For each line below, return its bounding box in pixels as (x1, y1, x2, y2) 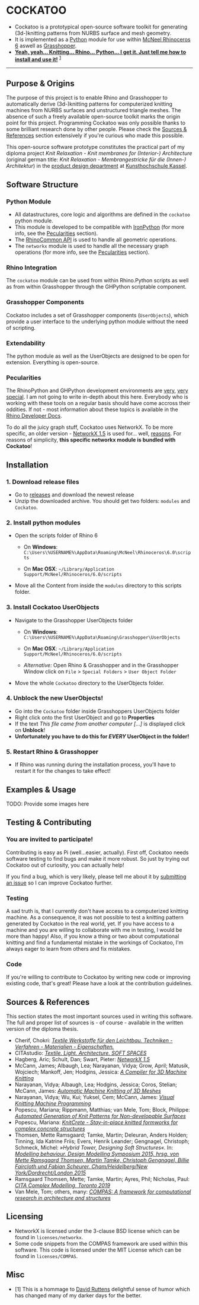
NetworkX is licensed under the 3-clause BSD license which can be (14, 1227, 180, 1234)
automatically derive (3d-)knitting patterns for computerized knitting (6, 100, 173, 107)
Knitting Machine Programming (14, 1100, 91, 1107)
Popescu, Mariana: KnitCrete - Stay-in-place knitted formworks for (14, 1119, 178, 1126)
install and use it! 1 (14, 55, 61, 63)
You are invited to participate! (6, 835, 94, 844)
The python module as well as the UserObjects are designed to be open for (6, 352, 190, 359)
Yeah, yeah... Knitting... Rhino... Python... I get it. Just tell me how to (14, 48, 187, 55)
